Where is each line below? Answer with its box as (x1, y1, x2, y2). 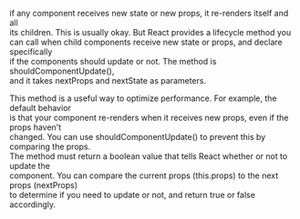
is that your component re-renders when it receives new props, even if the (9, 113, 289, 123)
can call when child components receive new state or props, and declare (9, 36, 283, 47)
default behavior (9, 103, 71, 113)
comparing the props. (9, 141, 91, 152)
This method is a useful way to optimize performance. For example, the (9, 93, 277, 104)
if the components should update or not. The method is (9, 56, 217, 66)
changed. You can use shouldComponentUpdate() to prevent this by (9, 132, 266, 142)
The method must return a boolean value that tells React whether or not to (9, 151, 288, 162)
